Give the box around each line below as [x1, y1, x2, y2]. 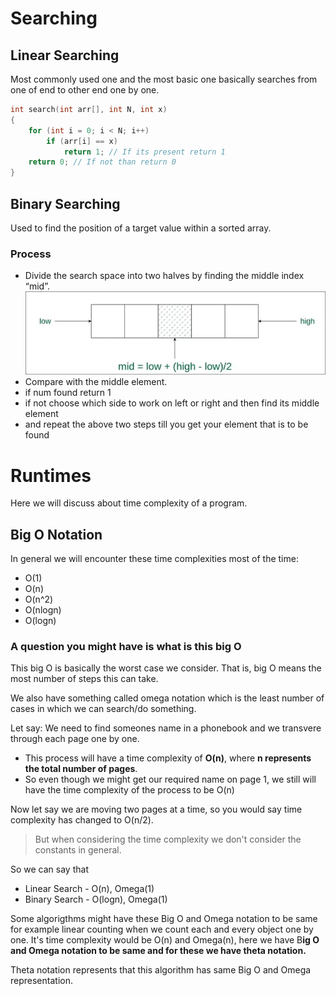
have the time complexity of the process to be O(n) [24, 784, 235, 796]
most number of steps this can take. [10, 673, 159, 685]
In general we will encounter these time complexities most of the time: [10, 553, 299, 565]
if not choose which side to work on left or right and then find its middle [24, 397, 320, 409]
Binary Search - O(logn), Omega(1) [24, 893, 168, 906]
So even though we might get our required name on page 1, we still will [24, 773, 317, 786]
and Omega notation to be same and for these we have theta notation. [10, 945, 307, 957]
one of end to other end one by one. [10, 84, 160, 96]
